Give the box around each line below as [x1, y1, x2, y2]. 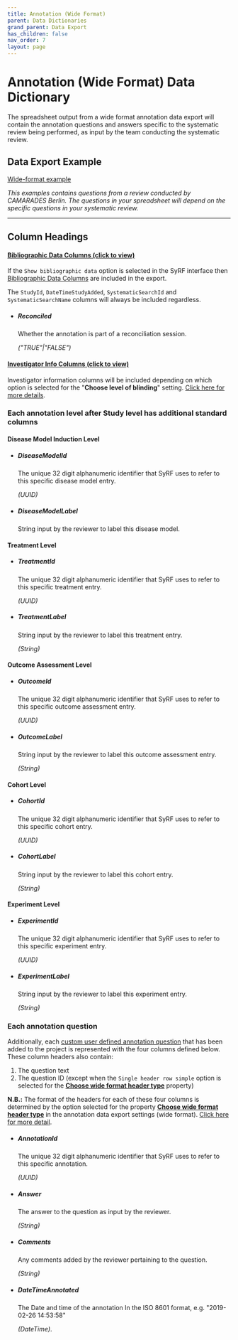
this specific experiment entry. [17, 942, 107, 950]
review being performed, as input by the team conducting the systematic [7, 127, 220, 136]
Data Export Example [7, 156, 102, 168]
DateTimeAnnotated [17, 1285, 79, 1294]
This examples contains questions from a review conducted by [7, 188, 191, 197]
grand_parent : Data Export [7, 23, 87, 31]
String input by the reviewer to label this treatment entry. [17, 631, 183, 639]
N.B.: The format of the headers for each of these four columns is [7, 1095, 200, 1104]
